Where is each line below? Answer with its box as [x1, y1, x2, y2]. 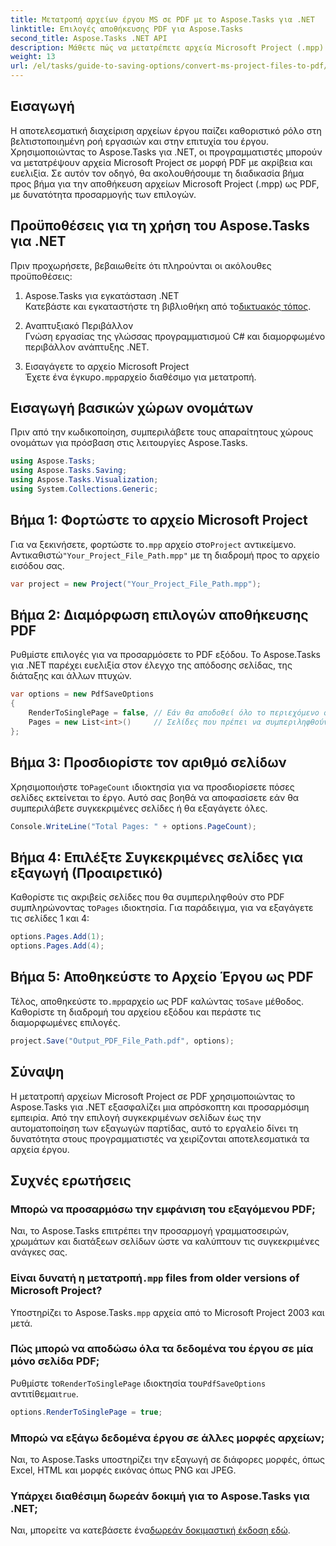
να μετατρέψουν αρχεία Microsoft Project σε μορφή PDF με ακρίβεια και [10, 156, 313, 168]
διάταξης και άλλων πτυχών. [10, 670, 132, 682]
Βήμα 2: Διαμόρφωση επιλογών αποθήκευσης [10, 607, 309, 624]
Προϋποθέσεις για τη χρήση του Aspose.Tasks [10, 217, 310, 235]
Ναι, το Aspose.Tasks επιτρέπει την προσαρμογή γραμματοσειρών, [10, 1225, 290, 1237]
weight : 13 [10, 52, 56, 62]
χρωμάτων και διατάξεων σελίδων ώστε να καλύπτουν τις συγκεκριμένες [10, 1236, 320, 1248]
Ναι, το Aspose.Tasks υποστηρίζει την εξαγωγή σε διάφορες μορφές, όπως [10, 1454, 325, 1466]
